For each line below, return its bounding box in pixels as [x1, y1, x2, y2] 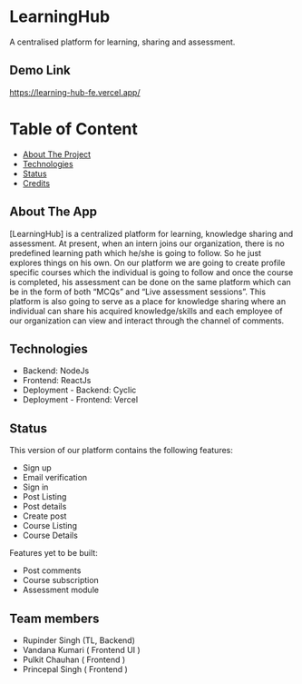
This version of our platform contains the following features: [9, 445, 234, 456]
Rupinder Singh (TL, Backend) [22, 634, 136, 646]
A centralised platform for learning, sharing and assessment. [9, 36, 236, 47]
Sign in [22, 481, 49, 492]
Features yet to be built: [9, 548, 98, 559]
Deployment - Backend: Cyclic [22, 384, 137, 396]
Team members [9, 610, 100, 626]
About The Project [22, 148, 92, 160]
